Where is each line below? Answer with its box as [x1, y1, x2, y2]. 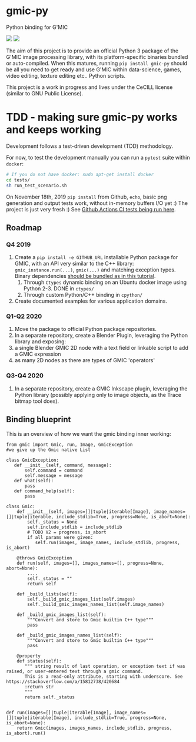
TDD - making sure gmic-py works [6, 111, 178, 124]
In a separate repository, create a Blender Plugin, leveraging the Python [14, 332, 188, 339]
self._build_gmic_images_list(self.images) [27, 596, 135, 602]
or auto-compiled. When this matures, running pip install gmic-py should [6, 59, 187, 67]
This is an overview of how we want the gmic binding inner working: [6, 430, 171, 437]
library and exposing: [14, 338, 67, 345]
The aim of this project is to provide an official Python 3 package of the [6, 47, 178, 54]
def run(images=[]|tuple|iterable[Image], [6, 710, 112, 715]
